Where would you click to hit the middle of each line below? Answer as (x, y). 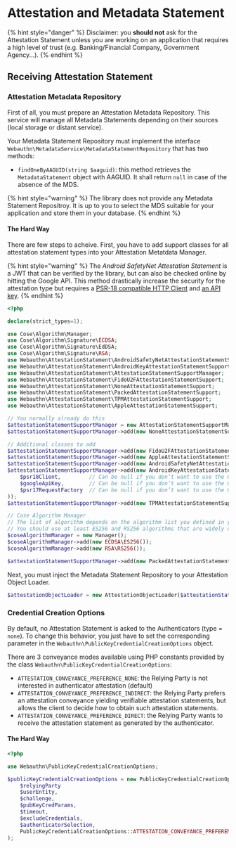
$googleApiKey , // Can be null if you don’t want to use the (122, 483)
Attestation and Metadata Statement (116, 13)
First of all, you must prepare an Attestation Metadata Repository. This (109, 112)
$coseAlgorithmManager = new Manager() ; (67, 536)
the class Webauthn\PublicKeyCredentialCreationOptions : (90, 664)
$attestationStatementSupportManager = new (72, 425)
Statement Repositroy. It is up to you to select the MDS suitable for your (111, 205)
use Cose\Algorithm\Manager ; (50, 334)
